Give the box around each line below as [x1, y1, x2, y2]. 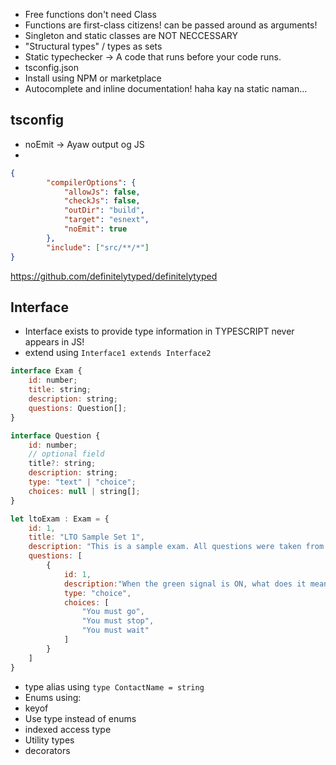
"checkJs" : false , [63, 196, 141, 206]
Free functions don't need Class [24, 9, 157, 20]
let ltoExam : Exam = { [10, 514, 110, 524]
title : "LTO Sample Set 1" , [28, 532, 145, 543]
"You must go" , [81, 607, 145, 617]
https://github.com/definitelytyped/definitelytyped [10, 270, 218, 282]
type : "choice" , [63, 588, 132, 598]
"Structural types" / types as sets [24, 40, 163, 52]
